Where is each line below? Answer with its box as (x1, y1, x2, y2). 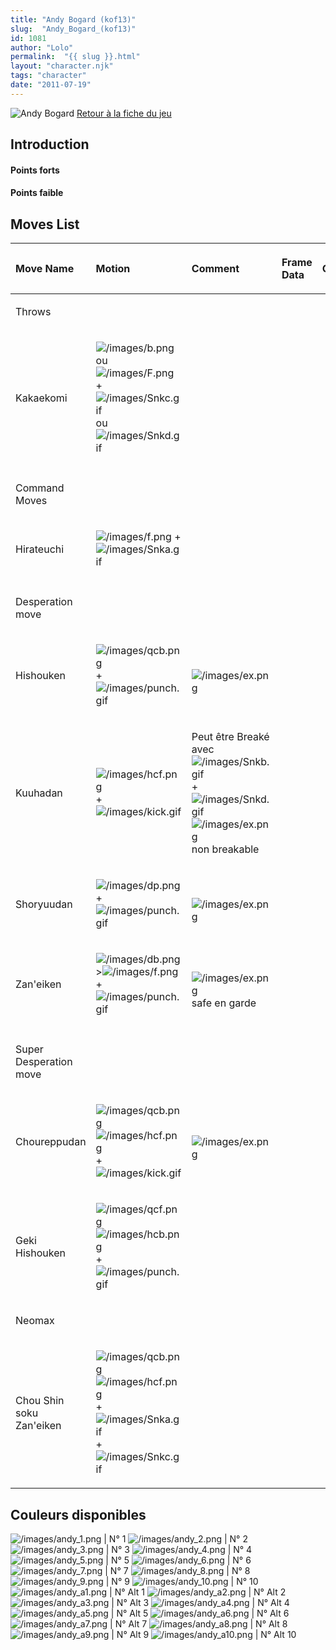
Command (15, 481, 65, 495)
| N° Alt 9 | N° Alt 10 (111, 1628, 297, 1640)
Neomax (15, 1314, 55, 1328)
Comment (191, 262, 240, 276)
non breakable (191, 842, 260, 856)
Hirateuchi (15, 542, 65, 556)
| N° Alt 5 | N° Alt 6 (110, 1607, 290, 1619)
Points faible (10, 187, 64, 199)
